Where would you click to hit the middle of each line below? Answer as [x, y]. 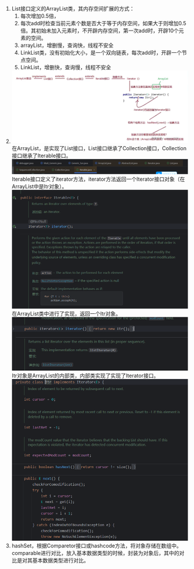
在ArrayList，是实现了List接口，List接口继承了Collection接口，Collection [99, 148]
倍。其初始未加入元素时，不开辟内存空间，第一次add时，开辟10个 [100, 31]
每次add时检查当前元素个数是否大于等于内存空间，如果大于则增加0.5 [103, 23]
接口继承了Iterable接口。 [41, 155]
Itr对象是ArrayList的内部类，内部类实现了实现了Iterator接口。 [85, 376]
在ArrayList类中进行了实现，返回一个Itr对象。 [66, 314]
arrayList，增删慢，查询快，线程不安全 [67, 45]
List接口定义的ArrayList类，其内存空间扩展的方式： [73, 9]
